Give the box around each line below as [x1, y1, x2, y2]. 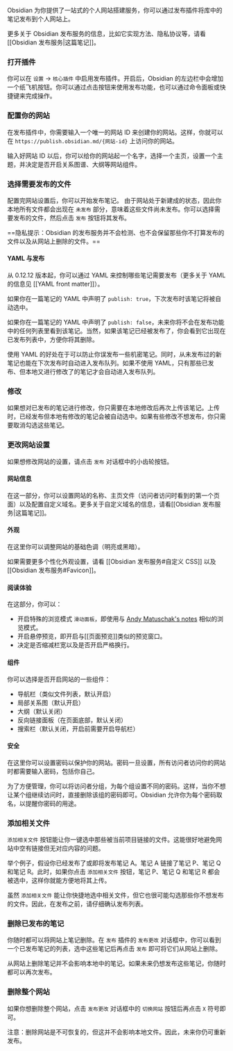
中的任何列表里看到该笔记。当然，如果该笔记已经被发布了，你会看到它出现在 [7, 327, 226, 335]
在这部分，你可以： [7, 600, 62, 608]
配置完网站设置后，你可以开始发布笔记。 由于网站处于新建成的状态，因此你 [7, 196, 222, 204]
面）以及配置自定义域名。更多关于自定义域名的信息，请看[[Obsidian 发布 [7, 500, 215, 508]
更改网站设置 [7, 440, 51, 450]
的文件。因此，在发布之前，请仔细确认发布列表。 [7, 899, 147, 908]
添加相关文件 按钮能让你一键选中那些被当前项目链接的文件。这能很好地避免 [7, 836, 216, 843]
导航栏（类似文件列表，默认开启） [17, 690, 115, 698]
